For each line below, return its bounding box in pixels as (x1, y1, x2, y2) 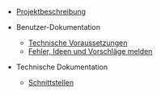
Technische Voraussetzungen (28, 38, 128, 47)
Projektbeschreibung (15, 7, 87, 16)
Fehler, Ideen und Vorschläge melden (28, 47, 153, 56)
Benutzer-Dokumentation (15, 23, 101, 31)
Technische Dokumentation (15, 62, 108, 72)
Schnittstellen (28, 78, 74, 87)
